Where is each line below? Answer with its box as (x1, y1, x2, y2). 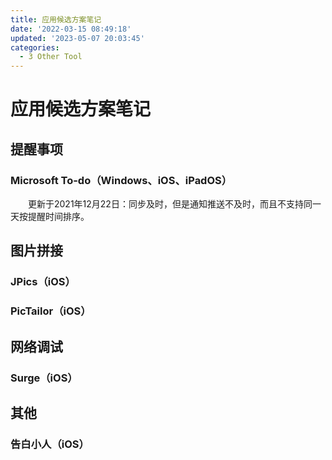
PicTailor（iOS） (10, 304, 92, 318)
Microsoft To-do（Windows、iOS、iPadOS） (10, 173, 233, 187)
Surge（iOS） (10, 371, 78, 385)
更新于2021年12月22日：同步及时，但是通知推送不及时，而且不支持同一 (27, 198, 322, 210)
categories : (10, 42, 60, 53)
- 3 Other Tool (19, 52, 83, 62)
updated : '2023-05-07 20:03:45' (10, 33, 145, 43)
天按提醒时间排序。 (10, 211, 90, 222)
